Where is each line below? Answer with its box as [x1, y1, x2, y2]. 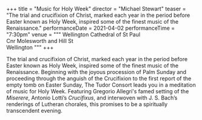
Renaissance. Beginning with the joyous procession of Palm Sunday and [6, 68, 187, 75]
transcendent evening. [6, 107, 62, 114]
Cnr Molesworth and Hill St [6, 38, 74, 44]
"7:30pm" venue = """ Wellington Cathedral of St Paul [6, 31, 141, 38]
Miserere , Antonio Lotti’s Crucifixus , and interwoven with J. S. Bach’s [6, 94, 178, 101]
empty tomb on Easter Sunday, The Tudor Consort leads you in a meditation [6, 81, 196, 88]
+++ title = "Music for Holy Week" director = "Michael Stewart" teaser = [6, 5, 186, 12]
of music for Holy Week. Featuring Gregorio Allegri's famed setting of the [6, 88, 189, 95]
